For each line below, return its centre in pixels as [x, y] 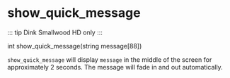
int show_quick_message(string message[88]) [75, 46]
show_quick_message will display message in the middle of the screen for [110, 59]
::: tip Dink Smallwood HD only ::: [55, 32]
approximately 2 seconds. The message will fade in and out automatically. [115, 67]
